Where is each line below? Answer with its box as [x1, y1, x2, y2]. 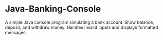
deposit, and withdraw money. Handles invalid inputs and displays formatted [5, 24, 158, 30]
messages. [5, 29, 27, 35]
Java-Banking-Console [5, 3, 101, 14]
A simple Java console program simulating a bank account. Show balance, [5, 19, 154, 25]
